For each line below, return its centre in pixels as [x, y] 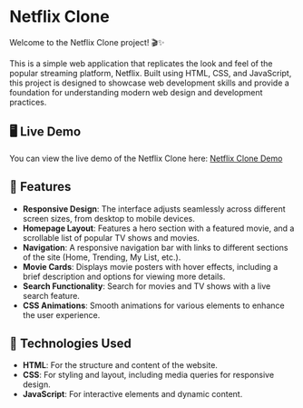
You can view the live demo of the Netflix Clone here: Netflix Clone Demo [146, 158]
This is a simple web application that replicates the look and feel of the [141, 63]
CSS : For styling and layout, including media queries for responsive [148, 375]
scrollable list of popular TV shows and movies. [111, 237]
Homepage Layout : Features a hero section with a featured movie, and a [158, 228]
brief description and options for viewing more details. [124, 276]
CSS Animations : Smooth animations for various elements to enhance [153, 305]
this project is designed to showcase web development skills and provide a [150, 83]
